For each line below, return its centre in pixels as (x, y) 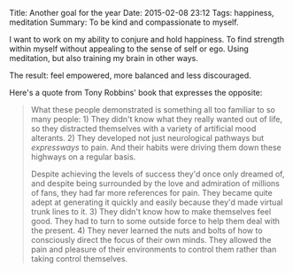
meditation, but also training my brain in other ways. (104, 58)
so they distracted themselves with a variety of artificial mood (143, 129)
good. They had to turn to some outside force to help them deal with (155, 221)
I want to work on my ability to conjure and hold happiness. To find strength (147, 39)
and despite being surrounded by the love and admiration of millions (155, 183)
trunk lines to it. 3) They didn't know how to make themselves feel (151, 211)
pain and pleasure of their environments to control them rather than (154, 249)
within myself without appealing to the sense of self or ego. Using (129, 49)
